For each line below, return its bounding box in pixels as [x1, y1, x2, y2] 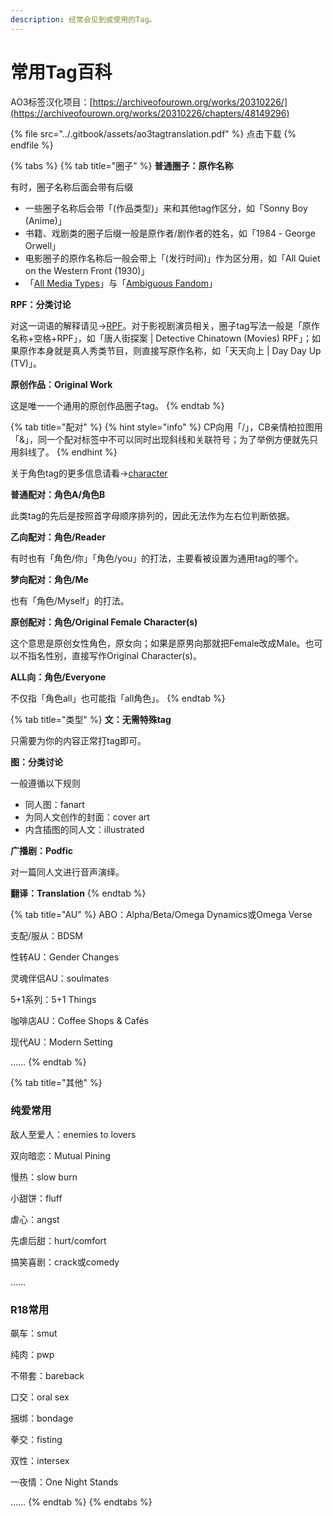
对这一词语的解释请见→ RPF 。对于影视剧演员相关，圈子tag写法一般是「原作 [10, 319, 320, 331]
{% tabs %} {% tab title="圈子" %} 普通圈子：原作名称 [10, 159, 234, 171]
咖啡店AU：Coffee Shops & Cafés [10, 1014, 150, 1026]
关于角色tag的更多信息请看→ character [10, 467, 168, 479]
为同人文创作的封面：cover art [24, 811, 150, 823]
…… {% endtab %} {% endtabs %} [10, 1496, 153, 1508]
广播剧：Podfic [10, 844, 74, 856]
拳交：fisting [10, 1434, 63, 1446]
